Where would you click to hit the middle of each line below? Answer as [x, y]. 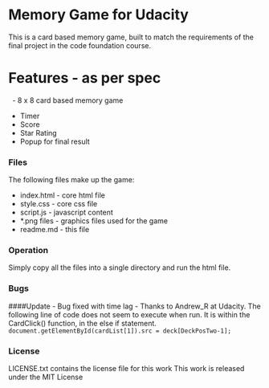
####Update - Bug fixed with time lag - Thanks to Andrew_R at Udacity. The [134, 306]
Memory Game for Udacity [98, 15]
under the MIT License [46, 377]
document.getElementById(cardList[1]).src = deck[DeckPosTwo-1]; [120, 331]
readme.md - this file [55, 230]
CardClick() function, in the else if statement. [82, 323]
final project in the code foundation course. [79, 45]
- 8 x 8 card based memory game [67, 100]
